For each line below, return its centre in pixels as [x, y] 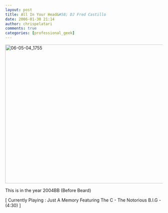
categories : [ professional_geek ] [40, 33]
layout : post [19, 10]
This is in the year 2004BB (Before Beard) [48, 190]
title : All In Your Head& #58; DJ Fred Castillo [56, 14]
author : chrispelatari [29, 24]
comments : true [21, 28]
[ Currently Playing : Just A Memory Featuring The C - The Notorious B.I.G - [83, 200]
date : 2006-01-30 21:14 [30, 19]
